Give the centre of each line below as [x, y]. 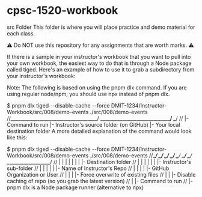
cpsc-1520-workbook [63, 11]
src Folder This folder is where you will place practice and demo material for [101, 27]
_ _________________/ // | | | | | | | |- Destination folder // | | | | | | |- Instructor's [99, 162]
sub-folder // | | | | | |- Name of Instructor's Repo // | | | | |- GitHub [88, 168]
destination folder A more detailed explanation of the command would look [99, 131]
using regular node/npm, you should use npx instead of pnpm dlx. [88, 94]
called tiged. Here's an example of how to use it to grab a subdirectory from [101, 69]
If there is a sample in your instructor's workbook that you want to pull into [99, 56]
